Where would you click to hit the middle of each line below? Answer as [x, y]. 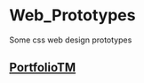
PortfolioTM [43, 68]
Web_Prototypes [72, 15]
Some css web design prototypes [71, 40]
